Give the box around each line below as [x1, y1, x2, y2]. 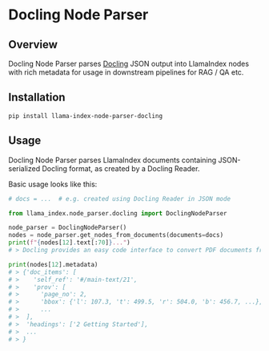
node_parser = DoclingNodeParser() [8, 223, 127, 232]
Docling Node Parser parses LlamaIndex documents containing [8, 155, 217, 165]
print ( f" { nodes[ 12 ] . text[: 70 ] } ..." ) [8, 239, 130, 247]
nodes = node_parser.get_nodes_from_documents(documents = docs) [8, 231, 224, 239]
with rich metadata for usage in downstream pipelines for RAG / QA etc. [8, 67, 244, 77]
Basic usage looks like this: [8, 179, 98, 189]
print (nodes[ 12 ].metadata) [8, 260, 98, 268]
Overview [8, 38, 58, 51]
